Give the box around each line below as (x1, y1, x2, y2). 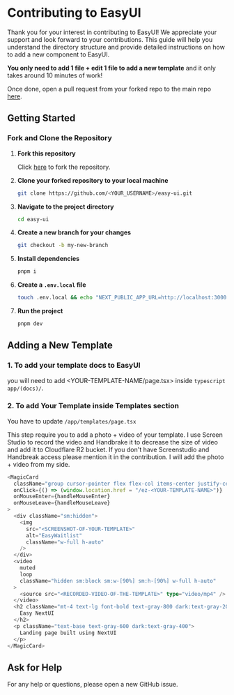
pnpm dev (17, 320, 43, 327)
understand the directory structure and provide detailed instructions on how (7, 43, 225, 51)
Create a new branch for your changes (17, 228, 131, 237)
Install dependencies (17, 255, 80, 263)
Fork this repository (17, 149, 77, 158)
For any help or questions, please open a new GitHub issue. (7, 680, 178, 689)
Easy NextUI (19, 610, 54, 617)
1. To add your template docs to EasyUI (7, 361, 141, 371)
